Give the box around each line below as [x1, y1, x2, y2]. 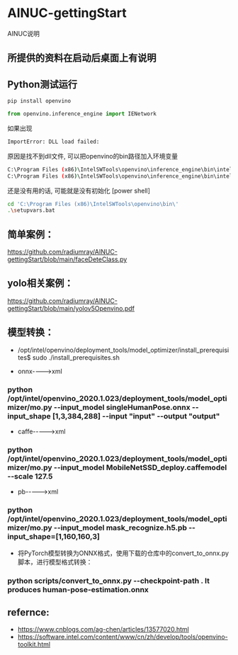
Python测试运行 [7, 78, 78, 90]
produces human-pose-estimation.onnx [7, 584, 149, 594]
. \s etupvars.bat [7, 207, 55, 214]
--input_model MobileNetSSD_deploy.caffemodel [53, 462, 227, 472]
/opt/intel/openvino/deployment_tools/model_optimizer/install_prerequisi [17, 346, 229, 354]
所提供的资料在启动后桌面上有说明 [7, 52, 157, 64]
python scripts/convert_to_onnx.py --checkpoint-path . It [7, 576, 210, 586]
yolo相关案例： [7, 278, 74, 290]
